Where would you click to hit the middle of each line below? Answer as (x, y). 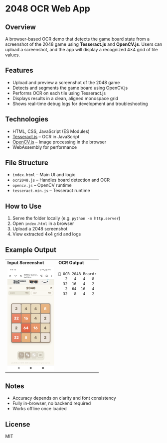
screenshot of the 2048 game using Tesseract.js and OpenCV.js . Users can (84, 44)
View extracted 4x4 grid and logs (47, 234)
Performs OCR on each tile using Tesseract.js (59, 93)
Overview (21, 27)
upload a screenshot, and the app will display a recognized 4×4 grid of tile (82, 50)
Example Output (31, 250)
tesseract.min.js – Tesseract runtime (51, 191)
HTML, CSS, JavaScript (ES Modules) (51, 131)
